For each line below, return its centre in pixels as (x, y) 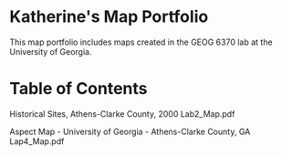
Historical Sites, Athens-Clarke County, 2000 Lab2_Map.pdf (122, 114)
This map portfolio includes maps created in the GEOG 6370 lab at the (141, 42)
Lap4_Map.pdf (37, 141)
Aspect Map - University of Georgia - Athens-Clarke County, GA (130, 131)
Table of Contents (78, 89)
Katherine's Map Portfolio (109, 17)
